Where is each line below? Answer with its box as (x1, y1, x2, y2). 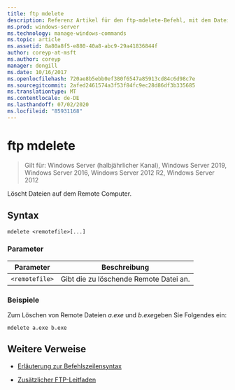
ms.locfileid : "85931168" (7, 108, 83, 115)
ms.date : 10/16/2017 (7, 68, 68, 75)
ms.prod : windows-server (7, 23, 80, 30)
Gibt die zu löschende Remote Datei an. (60, 274, 190, 284)
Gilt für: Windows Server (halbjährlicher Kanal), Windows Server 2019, (24, 161, 227, 169)
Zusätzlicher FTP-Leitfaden (17, 375, 97, 384)
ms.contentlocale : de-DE (7, 95, 80, 102)
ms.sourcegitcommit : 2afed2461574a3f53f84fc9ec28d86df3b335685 (7, 82, 196, 89)
